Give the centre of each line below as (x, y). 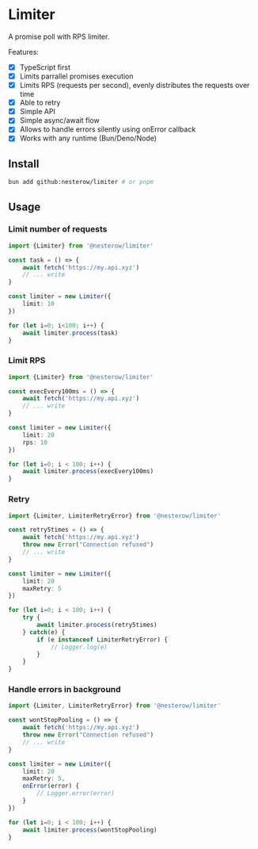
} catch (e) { (44, 632)
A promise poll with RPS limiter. (59, 36)
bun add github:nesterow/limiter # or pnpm (81, 182)
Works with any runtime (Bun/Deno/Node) (88, 138)
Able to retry (40, 103)
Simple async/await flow (60, 120)
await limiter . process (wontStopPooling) (90, 830)
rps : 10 (35, 442)
